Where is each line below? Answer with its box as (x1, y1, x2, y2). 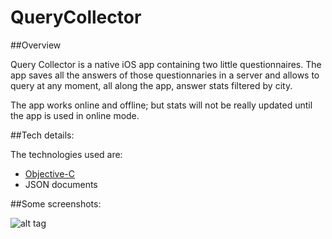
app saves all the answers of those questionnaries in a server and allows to (10, 69, 320, 81)
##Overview (10, 39, 62, 51)
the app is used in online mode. (10, 109, 140, 121)
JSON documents (24, 178, 98, 190)
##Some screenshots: (10, 197, 102, 210)
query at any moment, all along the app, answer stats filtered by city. (10, 79, 293, 91)
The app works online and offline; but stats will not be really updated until (10, 99, 313, 111)
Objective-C (24, 167, 76, 180)
